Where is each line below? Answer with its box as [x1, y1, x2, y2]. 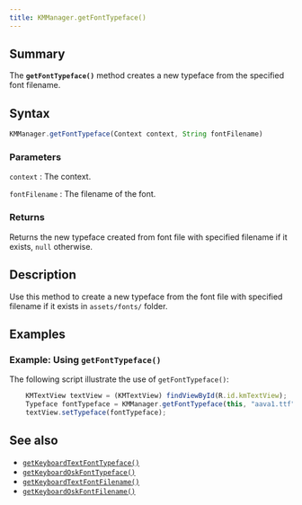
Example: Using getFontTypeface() [9, 353, 162, 366]
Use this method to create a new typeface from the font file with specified [9, 291, 283, 302]
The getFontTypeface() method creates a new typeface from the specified [9, 70, 285, 81]
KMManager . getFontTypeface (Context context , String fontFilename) [9, 129, 263, 139]
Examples [9, 326, 66, 341]
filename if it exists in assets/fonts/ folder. [9, 300, 168, 311]
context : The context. [9, 172, 92, 182]
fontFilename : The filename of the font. [9, 189, 156, 199]
